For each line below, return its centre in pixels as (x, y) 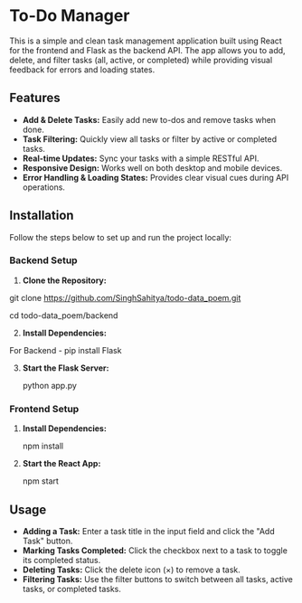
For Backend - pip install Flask (66, 350)
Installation (42, 216)
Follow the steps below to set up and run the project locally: (121, 237)
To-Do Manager (70, 16)
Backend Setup (44, 260)
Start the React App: (61, 464)
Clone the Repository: (64, 280)
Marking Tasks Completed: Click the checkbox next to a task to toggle (155, 550)
